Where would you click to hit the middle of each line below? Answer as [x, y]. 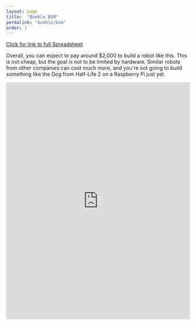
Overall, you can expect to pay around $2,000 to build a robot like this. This [97, 55]
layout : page [22, 11]
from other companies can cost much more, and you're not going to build [94, 68]
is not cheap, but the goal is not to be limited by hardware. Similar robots [93, 62]
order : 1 [17, 28]
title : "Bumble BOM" [32, 17]
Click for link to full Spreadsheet [45, 44]
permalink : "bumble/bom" [36, 22]
